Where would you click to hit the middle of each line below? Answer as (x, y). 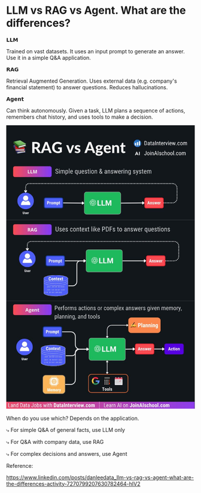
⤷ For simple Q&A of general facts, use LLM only (66, 430)
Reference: (20, 465)
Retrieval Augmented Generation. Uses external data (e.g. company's (92, 81)
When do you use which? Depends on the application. (73, 418)
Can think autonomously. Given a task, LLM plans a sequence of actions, (96, 110)
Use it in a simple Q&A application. (49, 58)
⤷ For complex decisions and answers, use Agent (67, 453)
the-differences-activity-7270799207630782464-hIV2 (73, 483)
